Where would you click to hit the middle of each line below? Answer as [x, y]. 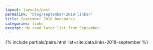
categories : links [24, 24]
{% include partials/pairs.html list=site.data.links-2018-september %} [77, 42]
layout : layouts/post [28, 10]
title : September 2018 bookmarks [40, 19]
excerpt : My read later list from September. [53, 28]
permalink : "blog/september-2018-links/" [49, 14]
